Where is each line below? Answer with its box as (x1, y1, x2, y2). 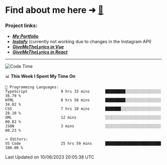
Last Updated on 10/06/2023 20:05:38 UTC (5, 154, 94, 160)
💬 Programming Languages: (5, 85, 59, 90)
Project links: (5, 22, 38, 29)
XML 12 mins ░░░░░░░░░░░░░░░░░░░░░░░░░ (5, 115, 162, 120)
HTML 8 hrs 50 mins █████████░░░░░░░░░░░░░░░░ (5, 98, 162, 103)
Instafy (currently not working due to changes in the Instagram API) (12, 39, 152, 45)
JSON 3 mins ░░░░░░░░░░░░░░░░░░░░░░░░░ (5, 124, 162, 129)
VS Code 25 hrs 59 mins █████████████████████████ (5, 141, 162, 146)
